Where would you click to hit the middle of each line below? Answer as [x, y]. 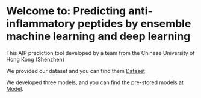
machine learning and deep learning [98, 36]
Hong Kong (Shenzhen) [35, 59]
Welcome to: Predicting [66, 11]
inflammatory [41, 24]
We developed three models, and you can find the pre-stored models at [95, 82]
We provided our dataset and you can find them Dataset [76, 71]
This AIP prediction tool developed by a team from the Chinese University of [100, 53]
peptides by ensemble [134, 24]
